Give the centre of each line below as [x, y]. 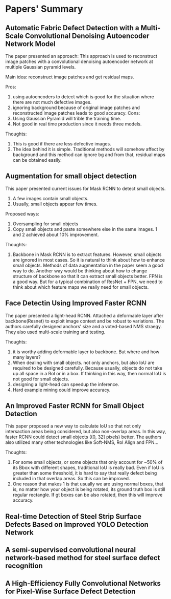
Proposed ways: [22, 213]
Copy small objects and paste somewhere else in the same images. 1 [85, 229]
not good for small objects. [41, 379]
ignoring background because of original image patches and [76, 108]
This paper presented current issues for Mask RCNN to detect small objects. [86, 188]
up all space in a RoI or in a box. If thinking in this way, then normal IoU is [89, 373]
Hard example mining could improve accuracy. [62, 390]
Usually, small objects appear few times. [55, 204]
